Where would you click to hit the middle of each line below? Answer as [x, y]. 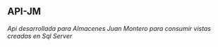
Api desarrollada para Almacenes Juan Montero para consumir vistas [109, 28]
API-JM [24, 12]
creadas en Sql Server [40, 36]
